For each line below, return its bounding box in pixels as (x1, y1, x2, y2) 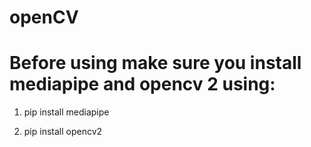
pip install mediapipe (23, 106, 110, 118)
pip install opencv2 (23, 126, 103, 138)
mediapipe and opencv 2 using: (9, 73, 276, 96)
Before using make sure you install (9, 52, 302, 75)
